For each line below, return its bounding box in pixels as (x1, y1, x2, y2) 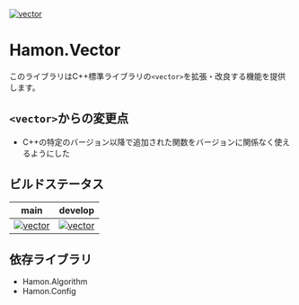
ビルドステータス (9, 176, 104, 193)
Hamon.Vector (9, 40, 121, 60)
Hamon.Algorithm (22, 276, 88, 287)
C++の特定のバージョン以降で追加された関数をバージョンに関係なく (22, 136, 275, 148)
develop (58, 203, 94, 216)
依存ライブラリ (9, 252, 92, 267)
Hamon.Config (22, 286, 76, 297)
